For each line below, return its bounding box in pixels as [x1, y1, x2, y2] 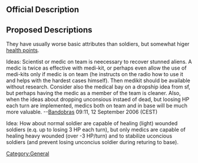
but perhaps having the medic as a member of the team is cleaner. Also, [6, 90, 181, 97]
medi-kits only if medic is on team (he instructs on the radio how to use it [6, 71, 184, 78]
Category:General [6, 150, 49, 157]
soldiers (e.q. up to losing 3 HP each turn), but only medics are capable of [6, 126, 186, 133]
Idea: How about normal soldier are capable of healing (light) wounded [6, 120, 178, 127]
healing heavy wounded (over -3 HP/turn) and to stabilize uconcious [6, 132, 173, 139]
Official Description [6, 5, 80, 15]
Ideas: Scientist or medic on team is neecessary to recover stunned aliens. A [6, 58, 192, 66]
